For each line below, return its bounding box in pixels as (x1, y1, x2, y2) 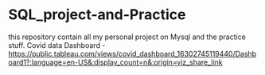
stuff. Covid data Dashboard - (8, 40, 106, 49)
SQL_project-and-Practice (8, 6, 186, 24)
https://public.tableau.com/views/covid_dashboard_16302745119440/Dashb (8, 49, 257, 58)
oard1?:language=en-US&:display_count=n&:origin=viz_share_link (8, 57, 223, 67)
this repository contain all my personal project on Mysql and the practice (8, 32, 247, 41)
